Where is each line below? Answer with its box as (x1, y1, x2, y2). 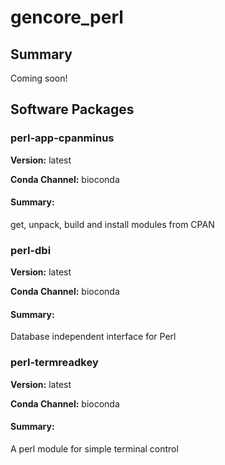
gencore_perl (10, 6, 124, 29)
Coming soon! (10, 72, 68, 84)
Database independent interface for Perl (10, 331, 177, 343)
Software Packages (10, 101, 135, 118)
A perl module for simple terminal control (10, 442, 179, 455)
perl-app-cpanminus (10, 131, 115, 145)
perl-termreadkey (10, 356, 99, 370)
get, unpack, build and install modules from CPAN (10, 218, 215, 230)
